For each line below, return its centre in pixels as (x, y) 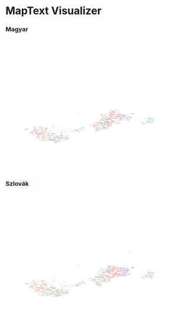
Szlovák (17, 183)
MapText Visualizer (54, 11)
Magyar (17, 29)
